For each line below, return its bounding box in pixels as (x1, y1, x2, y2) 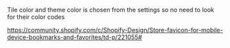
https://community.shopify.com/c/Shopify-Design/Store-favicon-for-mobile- (7, 26, 223, 34)
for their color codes (7, 13, 65, 21)
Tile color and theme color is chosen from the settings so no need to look (7, 6, 214, 14)
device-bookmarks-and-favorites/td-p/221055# (7, 33, 143, 41)
